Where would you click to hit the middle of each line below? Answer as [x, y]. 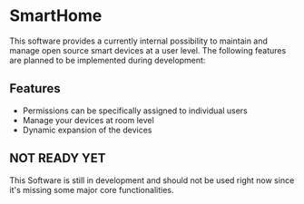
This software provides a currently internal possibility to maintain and [138, 41]
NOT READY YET [58, 158]
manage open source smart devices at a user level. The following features [148, 50]
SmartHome [56, 16]
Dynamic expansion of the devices [87, 130]
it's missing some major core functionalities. [92, 189]
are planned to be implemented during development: [108, 60]
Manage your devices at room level [88, 120]
